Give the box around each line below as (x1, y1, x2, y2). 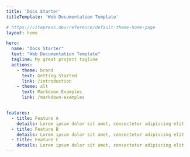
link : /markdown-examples (21, 94, 85, 101)
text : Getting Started (21, 73, 77, 78)
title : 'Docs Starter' (6, 8, 61, 15)
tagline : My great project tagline (11, 56, 98, 62)
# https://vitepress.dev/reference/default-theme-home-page (6, 24, 156, 30)
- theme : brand (16, 67, 54, 73)
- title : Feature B (11, 126, 59, 132)
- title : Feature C (11, 137, 59, 143)
